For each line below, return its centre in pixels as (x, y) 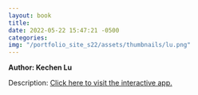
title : (19, 23)
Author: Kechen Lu (40, 67)
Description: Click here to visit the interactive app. (91, 83)
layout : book (30, 15)
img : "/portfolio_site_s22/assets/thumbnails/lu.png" (100, 45)
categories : (28, 38)
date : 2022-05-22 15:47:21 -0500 (64, 30)
